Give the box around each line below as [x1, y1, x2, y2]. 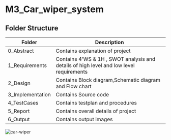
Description [95, 39, 124, 46]
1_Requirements [8, 62, 47, 69]
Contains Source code [55, 91, 109, 98]
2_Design [8, 80, 31, 87]
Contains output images [55, 116, 113, 123]
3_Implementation [8, 91, 51, 98]
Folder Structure [5, 24, 59, 32]
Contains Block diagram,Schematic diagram [55, 77, 161, 83]
